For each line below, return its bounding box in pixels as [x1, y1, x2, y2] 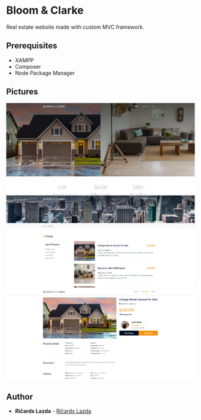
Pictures [6, 87, 38, 97]
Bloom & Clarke [6, 4, 84, 17]
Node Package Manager [14, 69, 75, 77]
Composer [14, 63, 41, 70]
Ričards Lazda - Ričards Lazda [14, 407, 92, 415]
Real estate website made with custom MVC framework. [6, 23, 145, 31]
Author [6, 391, 33, 401]
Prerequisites [6, 41, 57, 51]
